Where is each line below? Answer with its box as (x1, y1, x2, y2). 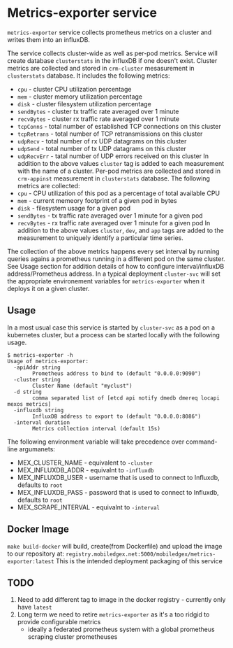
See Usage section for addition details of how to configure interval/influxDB (7, 262, 225, 270)
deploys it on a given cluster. (7, 284, 90, 293)
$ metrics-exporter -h (7, 351, 73, 358)
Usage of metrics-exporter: (7, 358, 89, 365)
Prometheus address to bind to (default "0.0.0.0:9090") (32, 369, 201, 377)
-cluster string (13, 376, 61, 383)
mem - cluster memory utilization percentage (17, 92, 143, 101)
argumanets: (19, 444, 56, 453)
